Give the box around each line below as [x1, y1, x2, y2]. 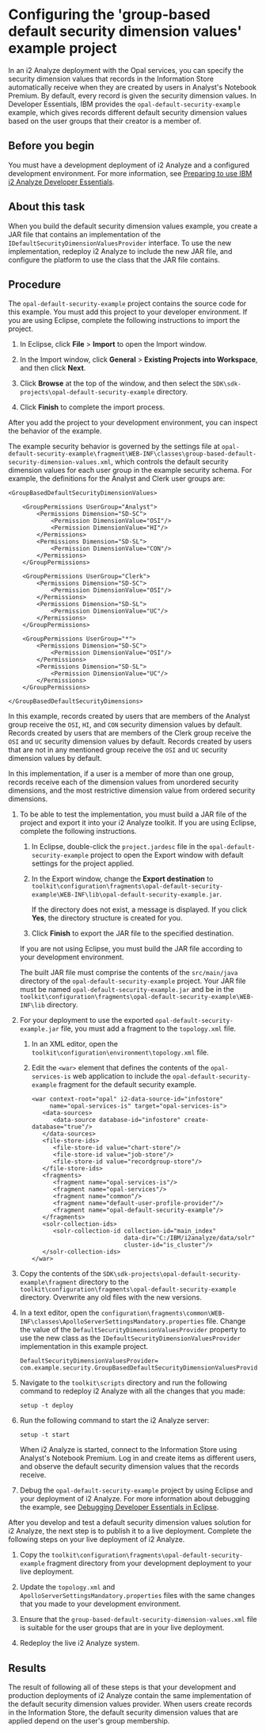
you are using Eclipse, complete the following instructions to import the [8, 316, 240, 325]
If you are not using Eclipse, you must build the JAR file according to [19, 944, 243, 954]
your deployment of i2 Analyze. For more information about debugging [19, 1494, 251, 1504]
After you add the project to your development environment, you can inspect [8, 418, 258, 428]
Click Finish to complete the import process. [19, 402, 165, 412]
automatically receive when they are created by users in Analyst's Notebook [8, 82, 257, 92]
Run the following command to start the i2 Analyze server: [19, 1416, 210, 1425]
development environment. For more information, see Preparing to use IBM [8, 168, 253, 178]
